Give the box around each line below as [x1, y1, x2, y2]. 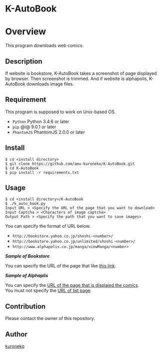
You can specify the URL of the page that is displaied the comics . [5, 282, 140, 288]
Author [5, 330, 27, 338]
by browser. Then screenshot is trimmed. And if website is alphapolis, [5, 76, 148, 82]
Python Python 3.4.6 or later [12, 118, 70, 124]
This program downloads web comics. [5, 43, 84, 49]
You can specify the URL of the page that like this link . [5, 263, 116, 269]
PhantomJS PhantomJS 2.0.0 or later [12, 129, 85, 135]
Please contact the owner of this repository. [5, 315, 95, 321]
